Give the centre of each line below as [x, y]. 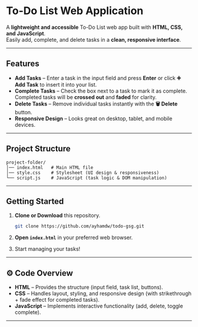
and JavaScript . [26, 33]
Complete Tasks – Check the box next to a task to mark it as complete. [101, 91]
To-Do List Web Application [75, 11]
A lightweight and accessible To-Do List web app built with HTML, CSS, [94, 27]
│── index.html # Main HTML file [50, 167]
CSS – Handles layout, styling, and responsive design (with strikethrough [103, 293]
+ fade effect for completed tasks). [57, 300]
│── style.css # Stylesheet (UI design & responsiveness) [83, 173]
